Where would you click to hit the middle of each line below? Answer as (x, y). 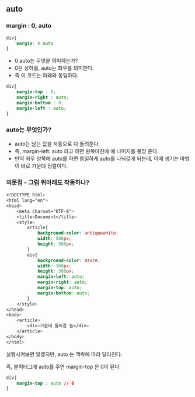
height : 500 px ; (56, 244)
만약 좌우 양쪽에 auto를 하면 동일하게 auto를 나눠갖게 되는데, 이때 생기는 (97, 158)
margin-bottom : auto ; (64, 293)
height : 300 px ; (56, 272)
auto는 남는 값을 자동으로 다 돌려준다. (57, 144)
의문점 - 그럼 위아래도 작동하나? (48, 182)
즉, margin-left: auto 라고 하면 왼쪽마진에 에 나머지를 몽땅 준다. (86, 151)
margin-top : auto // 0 (46, 383)
